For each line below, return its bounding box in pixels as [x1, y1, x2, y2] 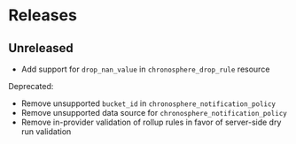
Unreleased [8, 41, 74, 56]
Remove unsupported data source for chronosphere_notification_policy [20, 108, 287, 117]
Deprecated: [8, 81, 54, 91]
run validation [20, 126, 72, 137]
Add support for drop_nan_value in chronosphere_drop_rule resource [20, 64, 270, 74]
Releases [8, 5, 77, 26]
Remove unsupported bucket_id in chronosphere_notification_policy [20, 98, 277, 109]
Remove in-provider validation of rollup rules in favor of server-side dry [20, 117, 282, 127]
